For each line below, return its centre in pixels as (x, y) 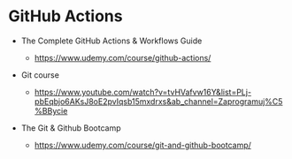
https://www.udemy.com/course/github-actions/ (123, 57)
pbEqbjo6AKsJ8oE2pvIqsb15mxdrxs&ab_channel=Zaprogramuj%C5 (158, 101)
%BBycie (51, 110)
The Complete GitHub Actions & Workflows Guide (111, 41)
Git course (40, 75)
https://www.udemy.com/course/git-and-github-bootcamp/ (142, 145)
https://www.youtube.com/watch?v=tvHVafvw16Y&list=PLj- (143, 92)
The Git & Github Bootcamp (71, 128)
